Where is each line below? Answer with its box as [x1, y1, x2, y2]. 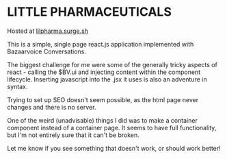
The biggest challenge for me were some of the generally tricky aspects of [7, 60, 217, 69]
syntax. [7, 82, 28, 90]
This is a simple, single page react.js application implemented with [7, 40, 194, 48]
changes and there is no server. [7, 103, 96, 111]
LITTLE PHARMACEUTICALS [7, 4, 172, 20]
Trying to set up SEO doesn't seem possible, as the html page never [7, 95, 199, 103]
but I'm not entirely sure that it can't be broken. [7, 131, 140, 139]
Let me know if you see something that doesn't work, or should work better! [7, 144, 221, 152]
